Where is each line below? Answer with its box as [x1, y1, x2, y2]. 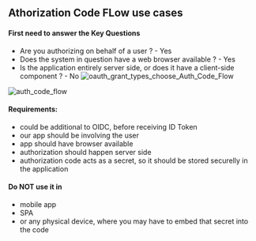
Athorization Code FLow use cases [8, 6, 183, 20]
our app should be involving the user [19, 130, 140, 140]
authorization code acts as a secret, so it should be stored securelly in [19, 156, 248, 165]
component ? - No [19, 71, 80, 81]
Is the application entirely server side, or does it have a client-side [19, 62, 235, 72]
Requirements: [8, 104, 58, 114]
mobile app [19, 200, 57, 209]
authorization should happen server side [19, 147, 152, 156]
